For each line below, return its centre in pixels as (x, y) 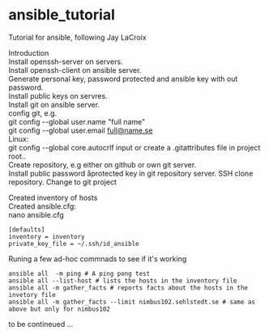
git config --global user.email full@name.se (81, 130)
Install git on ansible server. (54, 104)
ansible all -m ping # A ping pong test (79, 274)
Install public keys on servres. (58, 95)
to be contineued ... (41, 324)
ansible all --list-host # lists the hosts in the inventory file (123, 281)
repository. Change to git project (63, 182)
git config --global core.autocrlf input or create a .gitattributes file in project (134, 147)
